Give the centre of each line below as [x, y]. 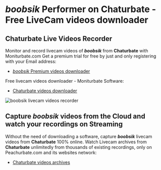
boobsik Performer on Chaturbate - [81, 9]
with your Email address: [31, 61]
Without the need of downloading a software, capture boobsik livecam [79, 136]
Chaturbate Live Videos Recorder [59, 39]
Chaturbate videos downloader [45, 91]
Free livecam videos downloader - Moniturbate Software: [65, 81]
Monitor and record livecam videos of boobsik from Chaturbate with [77, 51]
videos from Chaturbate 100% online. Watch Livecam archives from [76, 142]
